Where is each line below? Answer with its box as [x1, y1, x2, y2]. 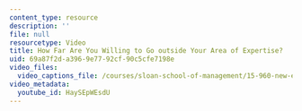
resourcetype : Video [9, 38, 87, 47]
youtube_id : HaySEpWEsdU [17, 88, 111, 97]
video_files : [9, 64, 58, 73]
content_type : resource [9, 13, 99, 22]
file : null [9, 30, 50, 38]
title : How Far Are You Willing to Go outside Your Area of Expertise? [9, 47, 283, 55]
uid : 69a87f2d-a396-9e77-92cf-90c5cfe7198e [9, 55, 175, 64]
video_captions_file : [17, 72, 99, 81]
